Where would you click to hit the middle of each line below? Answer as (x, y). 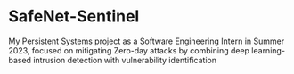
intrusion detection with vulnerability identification (125, 60)
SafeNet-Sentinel (74, 16)
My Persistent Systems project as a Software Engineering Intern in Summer (147, 41)
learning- (269, 50)
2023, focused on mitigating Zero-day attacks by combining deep (129, 50)
